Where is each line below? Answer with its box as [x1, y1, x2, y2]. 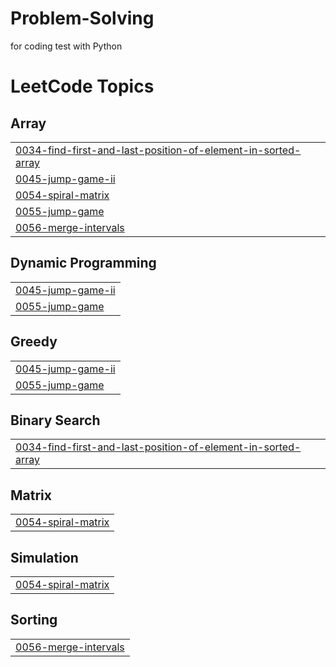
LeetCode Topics [10, 75, 155, 98]
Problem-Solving [10, 7, 155, 30]
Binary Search [10, 412, 101, 429]
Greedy [10, 333, 58, 351]
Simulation [10, 549, 79, 566]
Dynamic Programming [10, 255, 157, 272]
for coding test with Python [10, 40, 123, 52]
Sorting [10, 612, 58, 629]
